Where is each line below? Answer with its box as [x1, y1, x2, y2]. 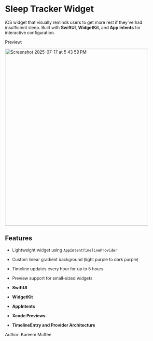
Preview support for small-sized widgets [12, 275, 93, 281]
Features [5, 234, 32, 243]
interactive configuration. [5, 30, 55, 35]
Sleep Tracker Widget [5, 3, 94, 15]
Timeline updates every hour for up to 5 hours [12, 265, 104, 272]
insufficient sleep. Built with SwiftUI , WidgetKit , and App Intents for [5, 24, 141, 30]
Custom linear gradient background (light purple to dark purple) [12, 256, 139, 262]
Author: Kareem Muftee [5, 331, 52, 337]
